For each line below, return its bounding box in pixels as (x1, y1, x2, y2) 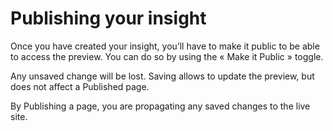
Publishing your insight (10, 7, 207, 30)
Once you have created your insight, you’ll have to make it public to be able (10, 40, 320, 52)
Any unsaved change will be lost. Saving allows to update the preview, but (10, 70, 315, 82)
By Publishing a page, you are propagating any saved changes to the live (10, 100, 311, 112)
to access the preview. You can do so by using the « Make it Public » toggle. (10, 50, 324, 62)
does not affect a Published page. (10, 80, 150, 92)
